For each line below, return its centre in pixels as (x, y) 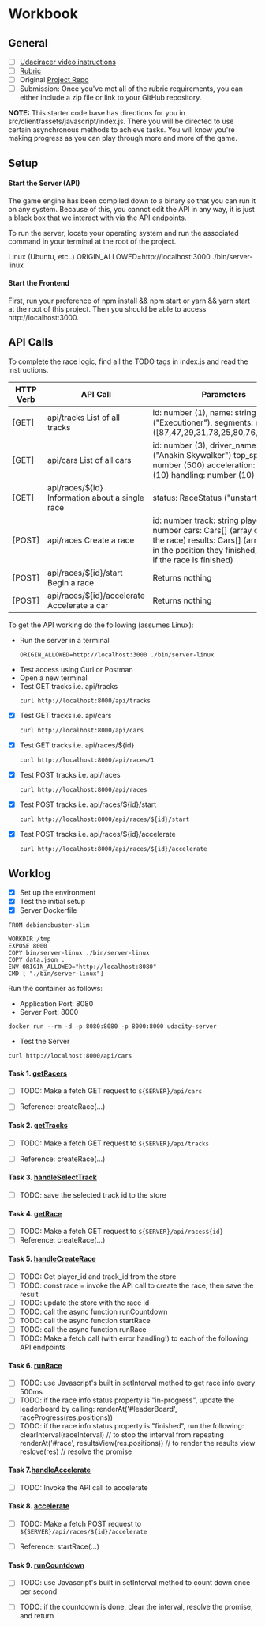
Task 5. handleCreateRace (52, 1259)
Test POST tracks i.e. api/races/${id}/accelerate (97, 834)
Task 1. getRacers (38, 1073)
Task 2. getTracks (38, 1126)
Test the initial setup (52, 902)
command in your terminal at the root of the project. (92, 241)
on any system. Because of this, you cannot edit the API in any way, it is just (131, 209)
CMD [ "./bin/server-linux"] (56, 974)
